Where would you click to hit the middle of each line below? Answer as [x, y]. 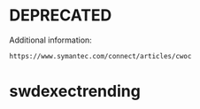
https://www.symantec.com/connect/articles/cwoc [100, 56]
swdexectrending [75, 92]
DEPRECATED [61, 16]
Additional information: [51, 40]
